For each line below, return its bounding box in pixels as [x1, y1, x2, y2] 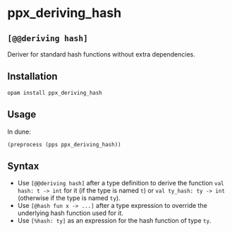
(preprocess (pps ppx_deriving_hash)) [7, 141, 121, 148]
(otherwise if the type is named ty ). [17, 194, 121, 202]
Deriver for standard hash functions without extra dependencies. [7, 50, 196, 58]
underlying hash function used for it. [17, 209, 123, 217]
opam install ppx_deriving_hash [7, 89, 102, 96]
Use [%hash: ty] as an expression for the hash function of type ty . [17, 216, 212, 225]
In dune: [7, 127, 32, 136]
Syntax [7, 161, 39, 173]
